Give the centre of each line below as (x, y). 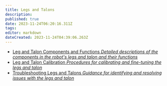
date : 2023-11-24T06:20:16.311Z (39, 24)
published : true (22, 19)
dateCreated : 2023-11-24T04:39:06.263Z (47, 38)
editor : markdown (23, 33)
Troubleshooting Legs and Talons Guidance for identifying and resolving (87, 73)
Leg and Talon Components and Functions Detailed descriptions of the (85, 51)
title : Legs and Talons (30, 10)
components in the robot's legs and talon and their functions (75, 57)
